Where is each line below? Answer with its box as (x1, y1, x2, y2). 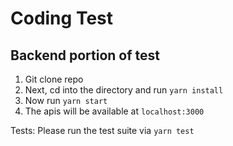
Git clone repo (24, 73, 84, 85)
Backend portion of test (10, 47, 160, 64)
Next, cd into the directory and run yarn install (24, 84, 224, 96)
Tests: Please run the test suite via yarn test (10, 125, 195, 136)
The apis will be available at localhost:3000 (24, 105, 205, 117)
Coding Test (10, 7, 113, 30)
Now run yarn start (24, 95, 108, 106)
